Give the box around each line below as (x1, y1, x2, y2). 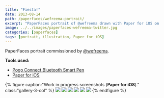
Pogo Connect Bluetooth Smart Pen (12, 67, 84, 73)
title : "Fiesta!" (5, 7, 41, 12)
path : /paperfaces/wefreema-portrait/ (5, 16, 84, 21)
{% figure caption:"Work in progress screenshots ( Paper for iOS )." (5, 81, 139, 87)
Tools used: (5, 57, 29, 63)
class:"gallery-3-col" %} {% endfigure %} (5, 87, 127, 93)
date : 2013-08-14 (5, 12, 41, 17)
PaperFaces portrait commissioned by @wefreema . (5, 48, 109, 54)
